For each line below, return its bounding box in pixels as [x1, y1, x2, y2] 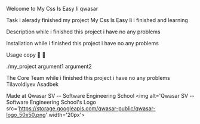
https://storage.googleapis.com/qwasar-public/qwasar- [19, 105, 156, 112]
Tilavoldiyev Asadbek [6, 80, 59, 88]
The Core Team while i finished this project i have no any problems [6, 75, 170, 81]
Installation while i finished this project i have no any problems [6, 40, 159, 46]
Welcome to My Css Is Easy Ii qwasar [6, 5, 99, 12]
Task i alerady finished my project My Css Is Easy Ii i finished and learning [6, 17, 188, 23]
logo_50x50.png [6, 111, 46, 118]
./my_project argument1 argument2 [6, 63, 93, 70]
